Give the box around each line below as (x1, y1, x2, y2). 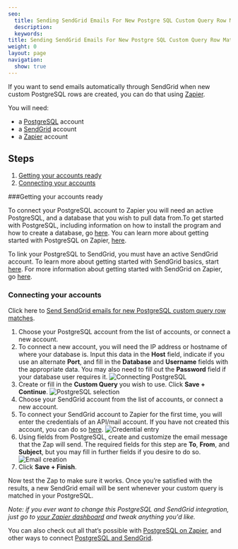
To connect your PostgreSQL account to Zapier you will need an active (8, 206, 214, 215)
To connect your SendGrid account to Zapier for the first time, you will (18, 410, 222, 418)
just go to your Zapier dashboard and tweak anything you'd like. (8, 512, 196, 521)
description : (14, 23, 53, 30)
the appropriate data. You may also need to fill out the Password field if (18, 365, 227, 373)
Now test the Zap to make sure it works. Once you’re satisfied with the (8, 476, 213, 485)
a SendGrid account (18, 124, 77, 133)
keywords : (14, 30, 43, 37)
